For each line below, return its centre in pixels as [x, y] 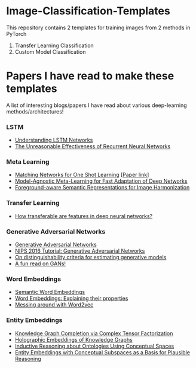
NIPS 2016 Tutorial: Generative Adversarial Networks [80, 251]
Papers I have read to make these [90, 76]
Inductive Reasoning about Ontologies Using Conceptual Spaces [94, 346]
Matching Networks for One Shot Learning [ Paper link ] [82, 175]
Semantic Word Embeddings [50, 292]
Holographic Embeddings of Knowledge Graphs [73, 339]
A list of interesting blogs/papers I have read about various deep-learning [97, 105]
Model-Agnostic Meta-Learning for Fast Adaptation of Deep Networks [101, 181]
